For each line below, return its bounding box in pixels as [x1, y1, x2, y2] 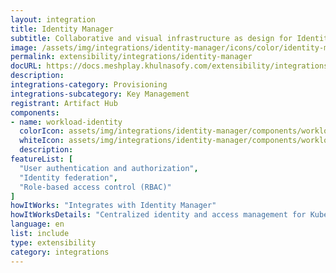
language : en [10, 219, 65, 230]
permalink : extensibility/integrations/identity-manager [10, 52, 253, 62]
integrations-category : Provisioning [10, 80, 168, 90]
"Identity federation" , [19, 172, 118, 183]
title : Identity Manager [10, 24, 114, 34]
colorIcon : [19, 126, 65, 136]
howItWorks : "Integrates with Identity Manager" [10, 201, 217, 211]
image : [10, 42, 38, 53]
